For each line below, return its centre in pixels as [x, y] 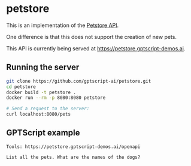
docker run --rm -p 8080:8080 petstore [56, 98]
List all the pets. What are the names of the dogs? [73, 157]
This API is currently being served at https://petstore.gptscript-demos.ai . [96, 48]
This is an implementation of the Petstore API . [63, 25]
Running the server [43, 67]
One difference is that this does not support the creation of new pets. [91, 37]
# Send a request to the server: [48, 109]
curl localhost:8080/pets [38, 114]
